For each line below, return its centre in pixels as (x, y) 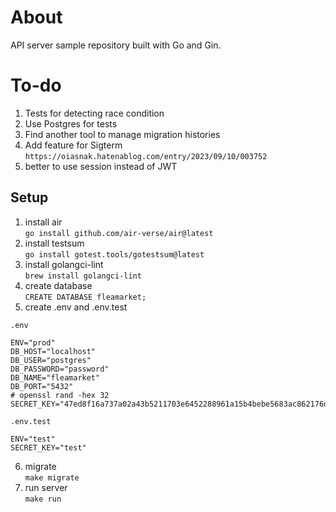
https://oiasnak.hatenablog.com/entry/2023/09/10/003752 (146, 156)
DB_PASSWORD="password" (60, 369)
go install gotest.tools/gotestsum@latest (114, 254)
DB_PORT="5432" (42, 386)
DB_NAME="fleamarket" (55, 377)
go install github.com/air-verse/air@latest (119, 233)
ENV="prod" (33, 342)
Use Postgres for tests (71, 123)
